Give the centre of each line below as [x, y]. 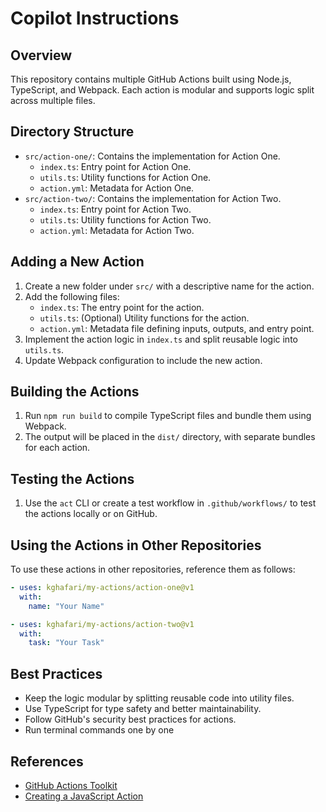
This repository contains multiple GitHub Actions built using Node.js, [151, 79]
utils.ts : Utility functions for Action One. [125, 177]
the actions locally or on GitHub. [91, 514]
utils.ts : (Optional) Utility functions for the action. [144, 318]
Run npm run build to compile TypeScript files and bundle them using [168, 416]
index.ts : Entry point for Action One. [115, 166]
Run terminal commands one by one [99, 730]
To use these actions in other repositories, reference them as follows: [153, 569]
